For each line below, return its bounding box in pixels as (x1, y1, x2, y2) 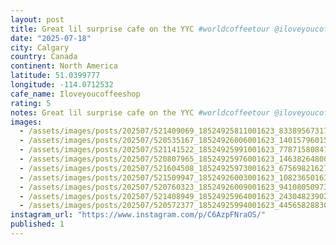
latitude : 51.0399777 (10, 71, 101, 81)
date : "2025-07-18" (10, 33, 92, 43)
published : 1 (10, 219, 65, 230)
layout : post (10, 14, 65, 25)
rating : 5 (10, 98, 52, 108)
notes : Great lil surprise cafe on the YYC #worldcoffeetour (10, 107, 271, 118)
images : (10, 117, 43, 127)
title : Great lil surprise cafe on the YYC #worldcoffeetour (10, 24, 271, 34)
